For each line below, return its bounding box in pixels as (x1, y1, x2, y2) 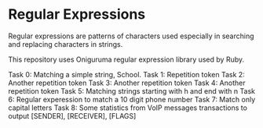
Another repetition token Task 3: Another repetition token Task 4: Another (8, 78, 246, 87)
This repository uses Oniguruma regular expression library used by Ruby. (8, 55, 245, 64)
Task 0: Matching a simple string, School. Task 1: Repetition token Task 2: (8, 69, 245, 79)
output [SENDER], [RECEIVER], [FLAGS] (8, 111, 137, 120)
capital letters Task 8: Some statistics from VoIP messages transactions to (8, 103, 247, 112)
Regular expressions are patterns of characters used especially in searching (8, 31, 254, 41)
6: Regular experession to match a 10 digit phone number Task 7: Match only (8, 94, 256, 104)
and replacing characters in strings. (8, 39, 123, 48)
